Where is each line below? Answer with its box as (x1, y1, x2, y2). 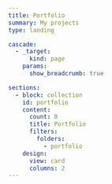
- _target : (15, 48, 51, 56)
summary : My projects (8, 19, 80, 27)
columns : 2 (28, 164, 65, 172)
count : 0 (28, 113, 58, 121)
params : (22, 62, 47, 71)
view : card (28, 156, 65, 165)
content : (22, 105, 51, 114)
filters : (28, 127, 58, 136)
